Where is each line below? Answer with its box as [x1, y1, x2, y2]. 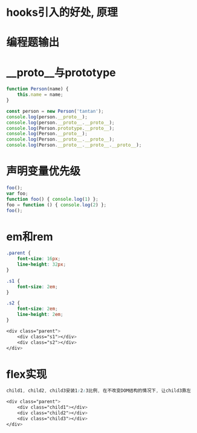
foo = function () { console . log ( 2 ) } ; [6, 201, 107, 208]
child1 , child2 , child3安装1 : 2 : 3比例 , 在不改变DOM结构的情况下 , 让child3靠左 [6, 388, 192, 394]
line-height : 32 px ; [17, 261, 66, 267]
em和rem [6, 230, 53, 243]
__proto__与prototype [6, 65, 116, 79]
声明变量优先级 [6, 164, 81, 178]
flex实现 [6, 368, 47, 381]
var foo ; [6, 190, 28, 196]
